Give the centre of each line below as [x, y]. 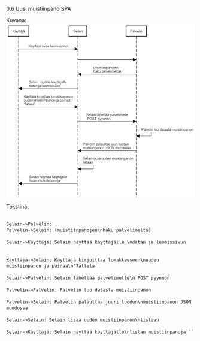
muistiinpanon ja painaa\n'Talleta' [52, 266]
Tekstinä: [17, 207]
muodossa [17, 308]
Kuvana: [16, 20]
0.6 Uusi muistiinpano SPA [39, 9]
